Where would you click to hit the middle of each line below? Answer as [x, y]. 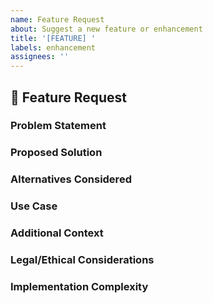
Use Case [34, 206]
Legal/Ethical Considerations [82, 260]
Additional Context [57, 233]
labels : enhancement [53, 47]
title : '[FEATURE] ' [53, 38]
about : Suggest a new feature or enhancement [106, 29]
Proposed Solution [56, 153]
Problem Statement [58, 126]
